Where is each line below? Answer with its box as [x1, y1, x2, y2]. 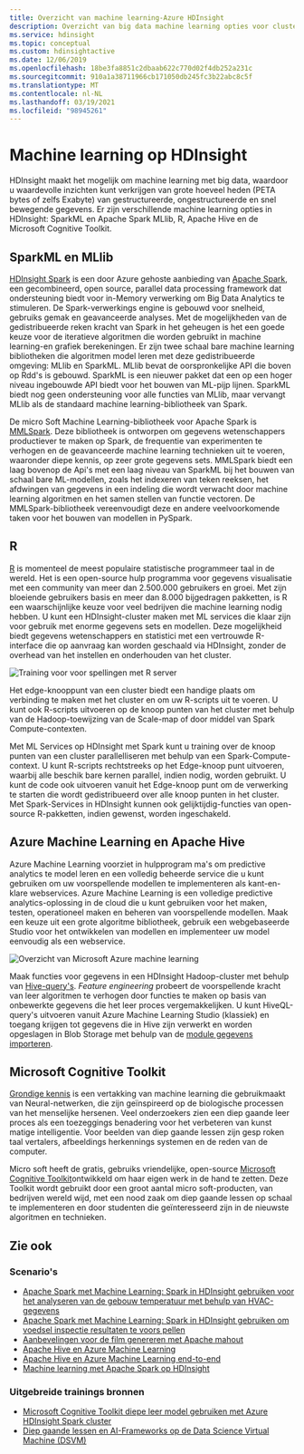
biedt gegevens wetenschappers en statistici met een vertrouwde [9, 630, 254, 641]
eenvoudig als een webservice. [9, 935, 126, 946]
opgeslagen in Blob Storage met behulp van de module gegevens [9, 1028, 253, 1039]
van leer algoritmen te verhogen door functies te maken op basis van [9, 990, 267, 1001]
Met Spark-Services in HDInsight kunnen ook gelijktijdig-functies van [9, 799, 267, 809]
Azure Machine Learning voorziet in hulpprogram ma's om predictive [9, 858, 266, 869]
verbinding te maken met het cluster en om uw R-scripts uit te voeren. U [9, 694, 279, 705]
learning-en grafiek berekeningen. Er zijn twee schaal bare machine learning [9, 341, 295, 352]
